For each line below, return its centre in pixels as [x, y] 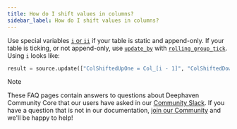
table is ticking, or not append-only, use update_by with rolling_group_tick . [117, 48]
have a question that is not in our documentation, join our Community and [114, 111]
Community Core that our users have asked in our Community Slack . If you [116, 103]
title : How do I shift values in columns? [71, 14]
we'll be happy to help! [40, 118]
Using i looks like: [34, 55]
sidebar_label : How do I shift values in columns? [83, 20]
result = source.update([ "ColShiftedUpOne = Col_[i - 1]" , [96, 68]
